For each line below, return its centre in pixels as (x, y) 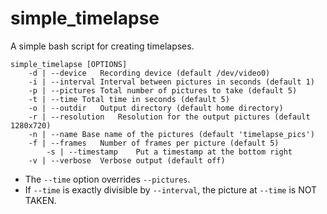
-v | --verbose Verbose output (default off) (127, 160)
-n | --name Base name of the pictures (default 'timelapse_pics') (171, 134)
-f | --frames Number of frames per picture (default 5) (154, 143)
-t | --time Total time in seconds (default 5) (129, 99)
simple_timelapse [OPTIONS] (69, 64)
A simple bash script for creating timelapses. (102, 46)
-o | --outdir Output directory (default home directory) (156, 108)
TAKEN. (40, 200)
